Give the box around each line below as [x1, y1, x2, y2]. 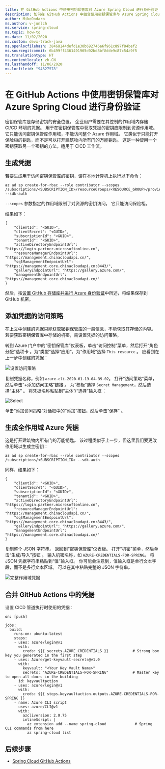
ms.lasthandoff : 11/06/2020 [5, 62, 63, 67]
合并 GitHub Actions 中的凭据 [5, 590, 95, 599]
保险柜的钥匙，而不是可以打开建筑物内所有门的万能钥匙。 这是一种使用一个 [5, 137, 157, 143]
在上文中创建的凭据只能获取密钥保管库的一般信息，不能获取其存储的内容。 [5, 326, 156, 332]
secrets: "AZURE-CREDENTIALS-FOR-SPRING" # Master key [23, 670, 160, 675]
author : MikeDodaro [5, 16, 45, 21]
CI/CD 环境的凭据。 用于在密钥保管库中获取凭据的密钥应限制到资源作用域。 [5, 125, 158, 131]
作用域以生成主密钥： [5, 444, 48, 450]
